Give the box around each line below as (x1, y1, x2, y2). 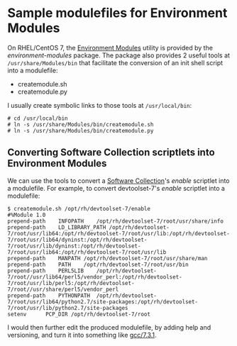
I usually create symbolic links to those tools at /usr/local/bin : (7, 101, 192, 109)
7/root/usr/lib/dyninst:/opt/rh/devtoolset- (7, 242, 141, 250)
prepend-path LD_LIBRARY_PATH (7, 223, 106, 231)
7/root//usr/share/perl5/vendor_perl (7, 286, 119, 293)
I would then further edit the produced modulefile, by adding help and (7, 323, 211, 331)
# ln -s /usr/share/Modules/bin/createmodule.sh (7, 121, 154, 128)
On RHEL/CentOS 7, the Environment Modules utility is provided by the (7, 43, 213, 52)
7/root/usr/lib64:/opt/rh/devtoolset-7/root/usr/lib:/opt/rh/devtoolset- (7, 230, 231, 237)
